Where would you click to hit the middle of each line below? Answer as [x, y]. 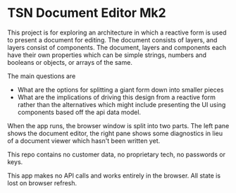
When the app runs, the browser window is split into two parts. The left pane [118, 125]
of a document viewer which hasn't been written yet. [84, 141]
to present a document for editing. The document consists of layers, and [112, 39]
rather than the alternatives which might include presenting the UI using [122, 104]
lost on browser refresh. [42, 183]
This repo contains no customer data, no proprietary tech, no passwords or [116, 154]
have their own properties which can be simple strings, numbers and [107, 55]
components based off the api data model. [79, 112]
